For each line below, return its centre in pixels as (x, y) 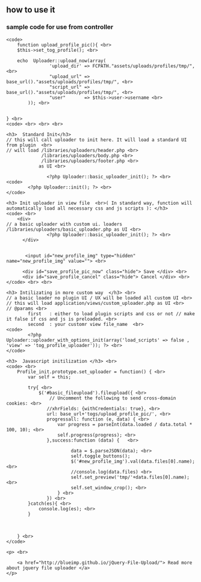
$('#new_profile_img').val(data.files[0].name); (133, 461)
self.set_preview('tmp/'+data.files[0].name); (130, 477)
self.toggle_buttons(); (100, 456)
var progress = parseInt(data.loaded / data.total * (125, 424)
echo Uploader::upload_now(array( (62, 61)
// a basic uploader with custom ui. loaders (64, 224)
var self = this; (49, 377)
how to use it (31, 10)
